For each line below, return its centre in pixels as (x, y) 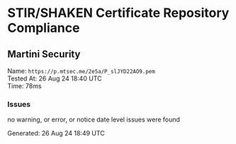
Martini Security (44, 54)
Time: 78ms (24, 86)
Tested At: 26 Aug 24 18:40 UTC (55, 78)
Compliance (44, 28)
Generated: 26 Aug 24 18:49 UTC (56, 133)
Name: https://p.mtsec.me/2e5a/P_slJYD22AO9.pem (82, 71)
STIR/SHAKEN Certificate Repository (118, 13)
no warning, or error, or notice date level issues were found (94, 120)
